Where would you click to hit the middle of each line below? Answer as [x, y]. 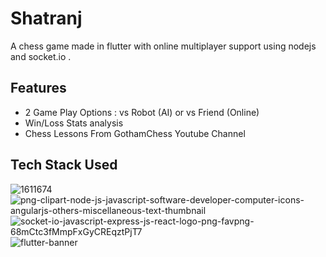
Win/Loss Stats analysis [74, 123]
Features [38, 88]
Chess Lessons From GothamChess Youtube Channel [135, 133]
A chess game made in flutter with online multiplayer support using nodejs [163, 46]
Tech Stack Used [64, 165]
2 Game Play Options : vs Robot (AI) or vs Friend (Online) [142, 112]
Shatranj [46, 18]
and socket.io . [41, 56]
